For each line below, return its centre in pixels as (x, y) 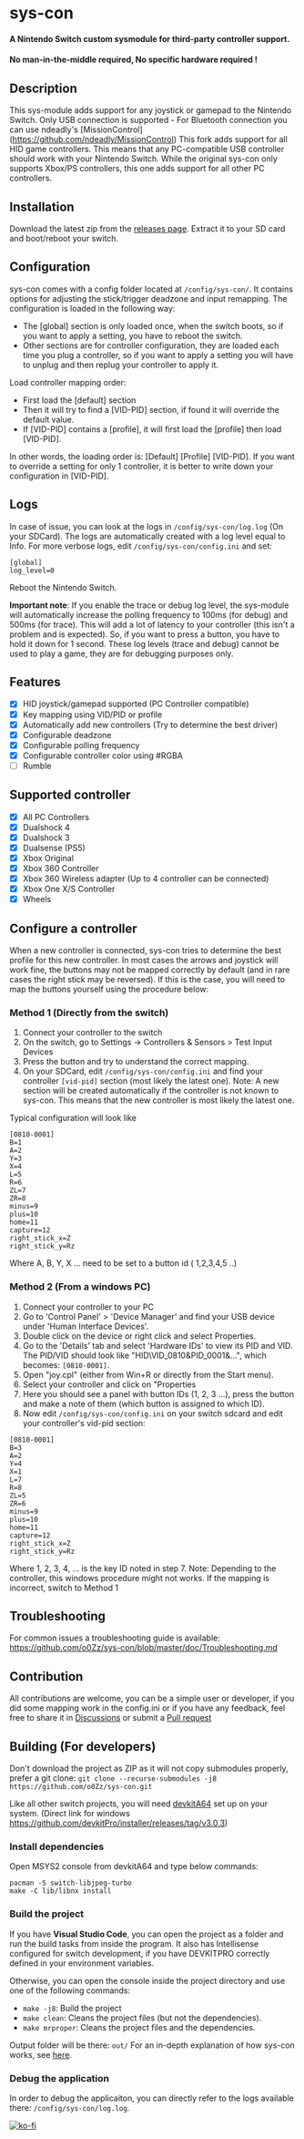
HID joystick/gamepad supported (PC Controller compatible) (136, 704)
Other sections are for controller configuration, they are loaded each (151, 345)
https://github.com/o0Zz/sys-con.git (81, 1787)
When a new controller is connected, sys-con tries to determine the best (146, 951)
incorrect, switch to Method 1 (64, 1588)
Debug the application (60, 2078)
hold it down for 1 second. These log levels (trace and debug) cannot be (144, 643)
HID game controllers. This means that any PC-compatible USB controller (147, 149)
